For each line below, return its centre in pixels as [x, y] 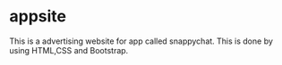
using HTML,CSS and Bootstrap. [69, 50]
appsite [38, 16]
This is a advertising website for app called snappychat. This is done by [141, 41]
